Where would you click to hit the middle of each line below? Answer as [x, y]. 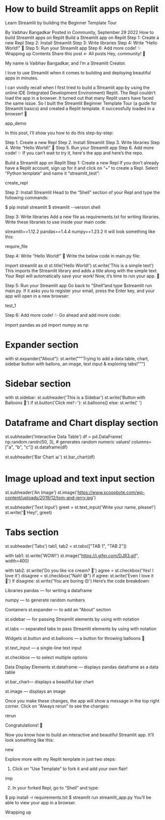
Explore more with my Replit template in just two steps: [61, 759]
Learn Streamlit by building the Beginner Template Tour [61, 23]
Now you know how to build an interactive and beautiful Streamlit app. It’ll [80, 735]
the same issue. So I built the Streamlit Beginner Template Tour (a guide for [81, 103]
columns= [141, 442]
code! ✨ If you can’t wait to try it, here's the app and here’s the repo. [74, 153]
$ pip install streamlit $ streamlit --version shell [53, 207]
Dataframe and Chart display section [82, 423]
